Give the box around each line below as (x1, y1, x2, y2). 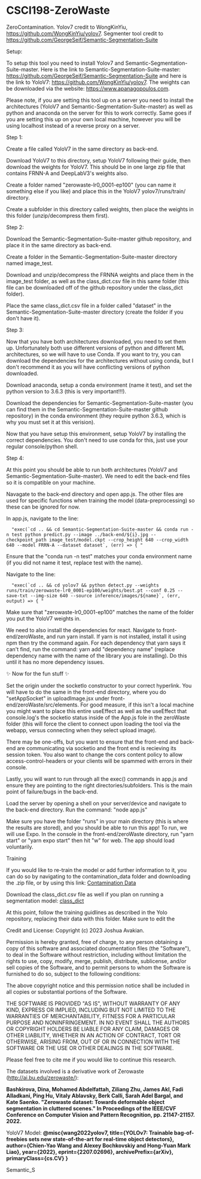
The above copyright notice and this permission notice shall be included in (6, 982, 190, 989)
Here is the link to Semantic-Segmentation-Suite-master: (41, 65, 181, 73)
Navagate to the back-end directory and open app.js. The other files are (6, 490, 184, 498)
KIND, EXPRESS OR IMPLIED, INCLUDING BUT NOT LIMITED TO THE (6, 1006, 176, 1013)
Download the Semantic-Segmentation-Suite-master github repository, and (6, 235, 192, 242)
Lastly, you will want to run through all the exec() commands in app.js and (6, 775, 188, 783)
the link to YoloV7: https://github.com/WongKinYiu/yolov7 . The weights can (6, 79, 190, 86)
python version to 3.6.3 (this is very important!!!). (6, 387, 127, 395)
